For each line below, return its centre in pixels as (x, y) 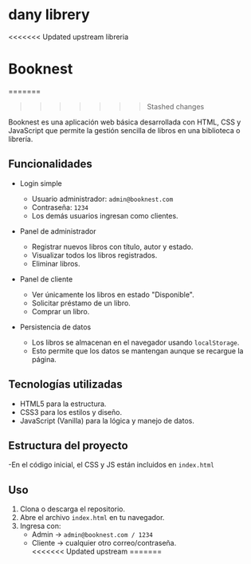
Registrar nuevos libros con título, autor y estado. (112, 247)
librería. (21, 139)
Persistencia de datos (55, 327)
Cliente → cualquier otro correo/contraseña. (104, 543)
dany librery (49, 15)
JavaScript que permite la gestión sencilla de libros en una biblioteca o (124, 130)
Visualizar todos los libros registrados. (94, 255)
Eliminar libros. (56, 263)
